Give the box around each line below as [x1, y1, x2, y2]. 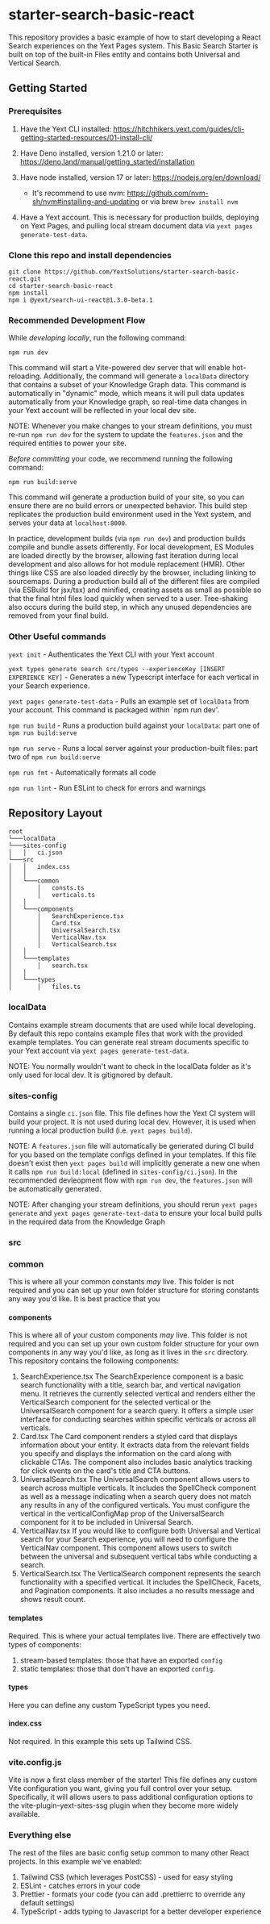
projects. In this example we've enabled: [8, 1856, 143, 1866]
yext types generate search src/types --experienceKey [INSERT [8, 665, 226, 673]
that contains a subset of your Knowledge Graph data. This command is [8, 380, 247, 390]
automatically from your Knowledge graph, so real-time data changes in [8, 397, 247, 407]
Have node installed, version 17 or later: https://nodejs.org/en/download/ [19, 172, 261, 182]
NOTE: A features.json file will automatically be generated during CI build [8, 1141, 254, 1150]
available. [8, 1809, 40, 1819]
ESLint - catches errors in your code [19, 1880, 141, 1890]
